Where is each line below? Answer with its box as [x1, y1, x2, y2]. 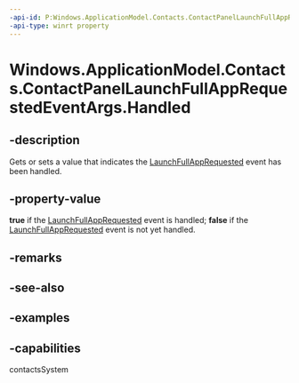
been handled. [9, 165, 62, 176]
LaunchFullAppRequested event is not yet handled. [9, 224, 196, 235]
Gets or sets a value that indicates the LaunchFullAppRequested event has [9, 156, 282, 167]
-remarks [9, 250, 62, 265]
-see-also [9, 281, 65, 296]
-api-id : [9, 12, 42, 22]
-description [9, 132, 80, 148]
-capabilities [9, 340, 82, 355]
